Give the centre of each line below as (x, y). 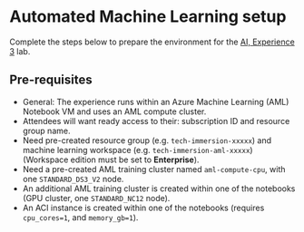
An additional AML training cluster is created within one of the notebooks (159, 188)
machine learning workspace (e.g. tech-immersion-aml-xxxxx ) (137, 150)
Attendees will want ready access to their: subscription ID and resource (156, 121)
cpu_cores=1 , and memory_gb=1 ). (80, 217)
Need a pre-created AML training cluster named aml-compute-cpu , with (154, 169)
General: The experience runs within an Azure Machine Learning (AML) (156, 101)
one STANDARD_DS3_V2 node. (73, 179)
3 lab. (20, 51)
